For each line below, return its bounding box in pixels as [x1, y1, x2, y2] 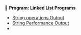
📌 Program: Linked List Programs [5, 5, 76, 11]
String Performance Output [12, 20, 69, 26]
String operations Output [12, 15, 65, 20]
